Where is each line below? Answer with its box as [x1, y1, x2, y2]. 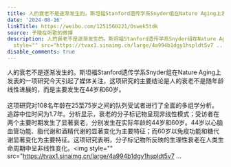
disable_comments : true [7, 49, 76, 56]
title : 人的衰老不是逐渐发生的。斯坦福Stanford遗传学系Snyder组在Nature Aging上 [7, 10, 221, 17]
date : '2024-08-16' [7, 16, 63, 23]
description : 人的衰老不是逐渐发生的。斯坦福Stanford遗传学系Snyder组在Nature [7, 36, 217, 43]
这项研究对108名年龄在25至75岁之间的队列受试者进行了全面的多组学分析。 [7, 101, 219, 109]
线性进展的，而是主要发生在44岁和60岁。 [7, 85, 125, 93]
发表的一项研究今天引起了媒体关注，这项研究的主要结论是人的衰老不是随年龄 [7, 76, 224, 85]
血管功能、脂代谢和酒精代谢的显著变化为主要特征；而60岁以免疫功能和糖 [7, 126, 214, 135]
